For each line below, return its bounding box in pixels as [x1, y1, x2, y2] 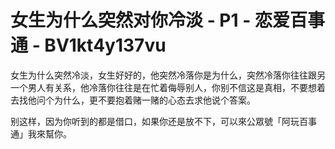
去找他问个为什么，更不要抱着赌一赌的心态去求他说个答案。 [10, 94, 256, 106]
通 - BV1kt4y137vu [10, 34, 167, 57]
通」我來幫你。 [10, 127, 72, 140]
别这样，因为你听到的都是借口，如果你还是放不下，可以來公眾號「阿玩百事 [10, 115, 317, 127]
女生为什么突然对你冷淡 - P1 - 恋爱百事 [10, 9, 325, 32]
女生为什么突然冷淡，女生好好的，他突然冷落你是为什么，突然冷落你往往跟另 [10, 69, 326, 81]
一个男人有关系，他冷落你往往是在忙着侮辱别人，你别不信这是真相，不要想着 [10, 81, 326, 93]
